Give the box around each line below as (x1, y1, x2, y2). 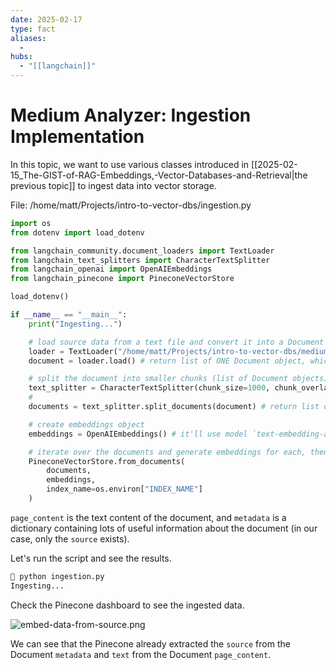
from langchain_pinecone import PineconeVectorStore (10, 274, 235, 284)
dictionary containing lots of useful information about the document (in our (10, 522, 318, 534)
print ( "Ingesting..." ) (28, 319, 123, 329)
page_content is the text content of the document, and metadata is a (10, 511, 287, 523)
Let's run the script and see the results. (10, 552, 172, 564)
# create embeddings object (28, 419, 145, 430)
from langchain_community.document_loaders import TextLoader (10, 246, 275, 256)
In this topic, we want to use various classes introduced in (10, 158, 250, 170)
